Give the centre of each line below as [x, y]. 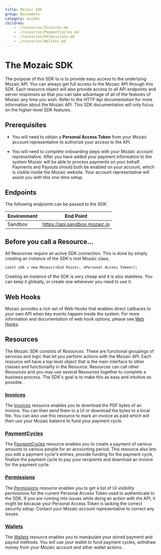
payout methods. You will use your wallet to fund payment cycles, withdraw [80, 542]
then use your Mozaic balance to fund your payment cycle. [64, 421]
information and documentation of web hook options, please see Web [75, 319]
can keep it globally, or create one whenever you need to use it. [69, 282]
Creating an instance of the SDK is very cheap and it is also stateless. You [79, 277]
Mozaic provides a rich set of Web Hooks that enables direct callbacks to [78, 308]
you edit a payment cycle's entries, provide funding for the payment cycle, [79, 454]
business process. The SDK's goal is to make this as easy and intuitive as [78, 377]
